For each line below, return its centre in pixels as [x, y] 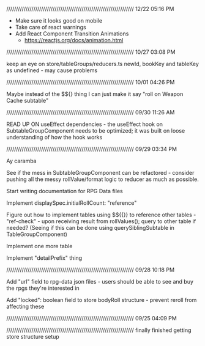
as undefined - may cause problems [52, 70]
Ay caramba [21, 161]
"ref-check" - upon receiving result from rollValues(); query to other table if [101, 221]
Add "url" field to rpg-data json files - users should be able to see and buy [100, 282]
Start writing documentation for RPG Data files [65, 191]
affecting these [25, 306]
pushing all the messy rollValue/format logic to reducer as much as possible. [102, 179]
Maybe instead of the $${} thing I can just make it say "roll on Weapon [95, 94]
